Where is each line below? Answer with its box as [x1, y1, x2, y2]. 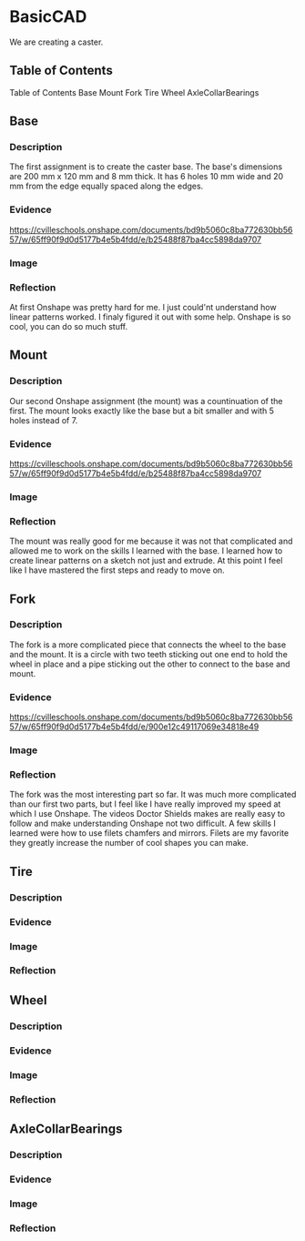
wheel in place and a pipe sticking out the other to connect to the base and [9, 658, 290, 669]
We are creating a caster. [9, 36, 104, 47]
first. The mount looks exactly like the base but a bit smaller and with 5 [9, 405, 275, 416]
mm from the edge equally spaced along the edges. [9, 180, 204, 192]
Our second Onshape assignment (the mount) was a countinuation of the [9, 395, 283, 406]
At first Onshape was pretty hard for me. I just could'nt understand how [9, 301, 277, 312]
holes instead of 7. [9, 414, 78, 425]
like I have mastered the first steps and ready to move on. [9, 565, 225, 575]
